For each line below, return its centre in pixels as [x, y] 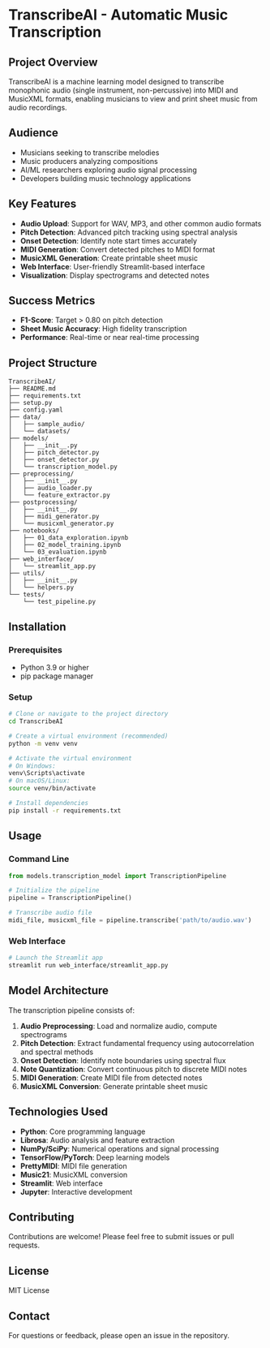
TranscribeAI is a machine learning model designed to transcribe [116, 82]
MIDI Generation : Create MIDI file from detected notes [111, 1078]
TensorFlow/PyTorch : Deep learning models [95, 1157]
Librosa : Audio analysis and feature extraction [97, 1140]
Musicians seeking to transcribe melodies [90, 153]
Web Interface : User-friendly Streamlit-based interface [112, 266]
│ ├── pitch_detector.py [54, 453]
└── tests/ [27, 595]
